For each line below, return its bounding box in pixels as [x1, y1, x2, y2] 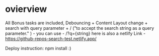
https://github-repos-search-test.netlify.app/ [5, 36, 97, 42]
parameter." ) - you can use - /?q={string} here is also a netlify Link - [5, 30, 146, 36]
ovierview [5, 3, 47, 15]
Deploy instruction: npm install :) [5, 45, 72, 51]
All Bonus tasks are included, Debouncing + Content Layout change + [5, 20, 148, 26]
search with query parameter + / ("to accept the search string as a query [5, 25, 155, 31]
